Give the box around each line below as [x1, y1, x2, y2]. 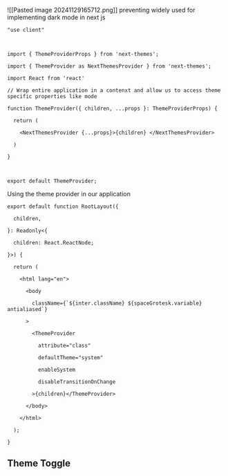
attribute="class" [37, 342, 91, 349]
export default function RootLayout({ [7, 203, 119, 210]
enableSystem [37, 366, 76, 373]
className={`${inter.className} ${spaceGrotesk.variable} [32, 300, 202, 307]
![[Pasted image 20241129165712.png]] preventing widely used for [7, 6, 196, 14]
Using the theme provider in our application [7, 190, 131, 198]
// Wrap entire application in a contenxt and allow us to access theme [7, 87, 221, 94]
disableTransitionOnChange [37, 379, 116, 385]
